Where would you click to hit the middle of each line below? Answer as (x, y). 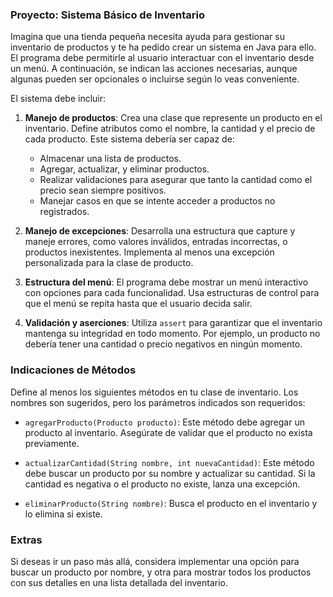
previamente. (52, 443)
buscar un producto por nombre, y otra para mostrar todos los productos (161, 572)
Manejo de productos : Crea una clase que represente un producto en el (173, 118)
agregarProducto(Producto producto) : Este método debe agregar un (164, 422)
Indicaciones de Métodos (73, 370)
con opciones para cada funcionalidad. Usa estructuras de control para (172, 293)
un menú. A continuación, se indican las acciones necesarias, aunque (154, 69)
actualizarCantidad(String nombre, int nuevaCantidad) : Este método (169, 462)
